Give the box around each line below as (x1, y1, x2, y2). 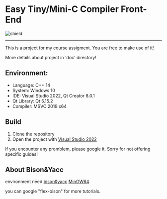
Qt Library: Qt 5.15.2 (12, 98, 53, 104)
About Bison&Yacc (5, 165, 64, 174)
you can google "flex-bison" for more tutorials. (5, 188, 101, 195)
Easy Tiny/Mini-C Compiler (5, 3, 119, 15)
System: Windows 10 (12, 87, 56, 93)
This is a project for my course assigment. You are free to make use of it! (5, 45, 154, 51)
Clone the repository (12, 131, 55, 137)
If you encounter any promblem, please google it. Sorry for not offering (5, 146, 151, 152)
